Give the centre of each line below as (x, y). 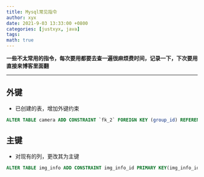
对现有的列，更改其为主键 (47, 156)
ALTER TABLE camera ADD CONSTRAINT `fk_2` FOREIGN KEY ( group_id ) (92, 120)
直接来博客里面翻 (28, 66)
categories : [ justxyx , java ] (43, 29)
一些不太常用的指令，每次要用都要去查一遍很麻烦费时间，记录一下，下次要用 (102, 58)
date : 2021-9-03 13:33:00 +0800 (47, 23)
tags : (13, 35)
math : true (20, 40)
